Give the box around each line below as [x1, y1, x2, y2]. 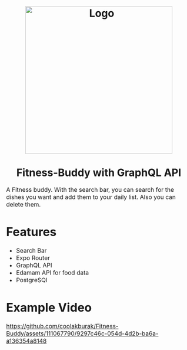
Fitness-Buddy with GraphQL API [16, 166, 182, 179]
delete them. [6, 200, 41, 208]
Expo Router [16, 254, 50, 262]
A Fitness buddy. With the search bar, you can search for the [6, 185, 175, 194]
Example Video [6, 300, 92, 315]
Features [6, 224, 57, 239]
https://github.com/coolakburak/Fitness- [6, 322, 119, 331]
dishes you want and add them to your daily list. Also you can [6, 192, 176, 201]
